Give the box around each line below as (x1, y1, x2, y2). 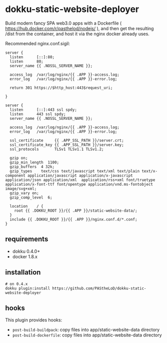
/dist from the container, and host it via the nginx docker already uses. (5, 31, 150, 37)
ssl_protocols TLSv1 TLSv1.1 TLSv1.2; (9, 146, 104, 151)
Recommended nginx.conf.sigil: (5, 40, 70, 46)
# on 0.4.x (5, 281, 28, 286)
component (5, 173, 26, 178)
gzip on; (9, 155, 28, 160)
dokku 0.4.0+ (12, 248, 40, 254)
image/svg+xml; (5, 186, 37, 191)
